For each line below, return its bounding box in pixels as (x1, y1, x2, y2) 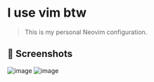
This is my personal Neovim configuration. (24, 28, 148, 36)
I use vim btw (7, 5, 86, 21)
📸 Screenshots (7, 48, 73, 60)
